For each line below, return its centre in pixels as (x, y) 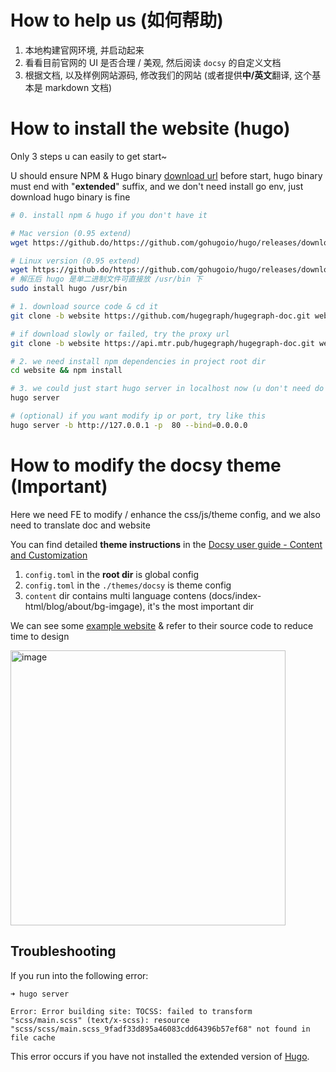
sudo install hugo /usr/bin (69, 289)
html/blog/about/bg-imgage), (85, 606)
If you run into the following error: (79, 975)
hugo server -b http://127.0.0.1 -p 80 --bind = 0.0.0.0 (129, 425)
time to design (40, 636)
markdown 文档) (78, 87)
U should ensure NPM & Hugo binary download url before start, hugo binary (166, 175)
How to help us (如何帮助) (117, 20)
